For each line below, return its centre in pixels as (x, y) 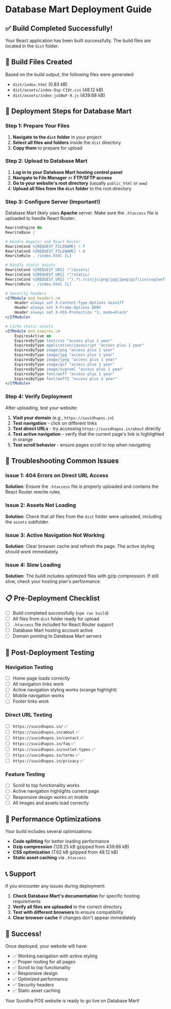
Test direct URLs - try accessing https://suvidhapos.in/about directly (87, 429)
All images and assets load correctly (51, 803)
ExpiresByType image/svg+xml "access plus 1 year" (69, 369)
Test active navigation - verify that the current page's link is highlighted (88, 434)
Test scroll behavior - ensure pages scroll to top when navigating (82, 445)
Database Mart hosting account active (53, 631)
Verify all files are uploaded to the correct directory (67, 907)
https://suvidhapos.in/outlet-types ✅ (54, 749)
